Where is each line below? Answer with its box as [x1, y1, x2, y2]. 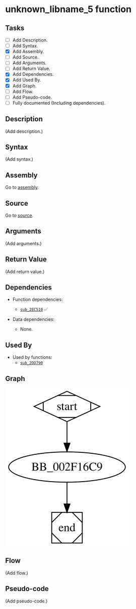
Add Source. [12, 54, 39, 60]
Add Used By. [12, 77, 41, 83]
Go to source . [5, 212, 34, 218]
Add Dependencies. [12, 71, 54, 77]
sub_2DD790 [20, 360, 43, 366]
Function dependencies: [12, 297, 63, 303]
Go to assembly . [5, 184, 39, 191]
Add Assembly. [12, 49, 44, 55]
